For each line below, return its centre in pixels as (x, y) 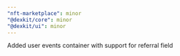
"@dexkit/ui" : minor (37, 26)
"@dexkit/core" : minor (40, 20)
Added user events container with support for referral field (90, 46)
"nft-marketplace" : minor (44, 13)
